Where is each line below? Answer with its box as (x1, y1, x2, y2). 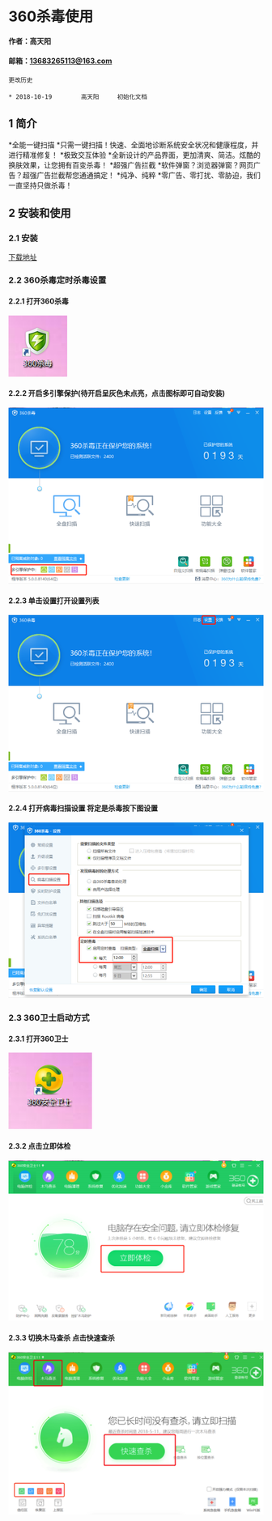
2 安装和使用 (8, 206, 71, 220)
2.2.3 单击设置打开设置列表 (8, 596, 100, 605)
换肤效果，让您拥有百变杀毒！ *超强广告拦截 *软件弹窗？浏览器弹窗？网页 (8, 159, 253, 170)
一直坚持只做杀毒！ (8, 180, 73, 190)
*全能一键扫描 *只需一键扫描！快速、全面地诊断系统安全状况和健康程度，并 (8, 139, 259, 150)
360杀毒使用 (8, 7, 94, 26)
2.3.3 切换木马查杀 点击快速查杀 (8, 1332, 115, 1342)
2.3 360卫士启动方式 (8, 1013, 91, 1024)
